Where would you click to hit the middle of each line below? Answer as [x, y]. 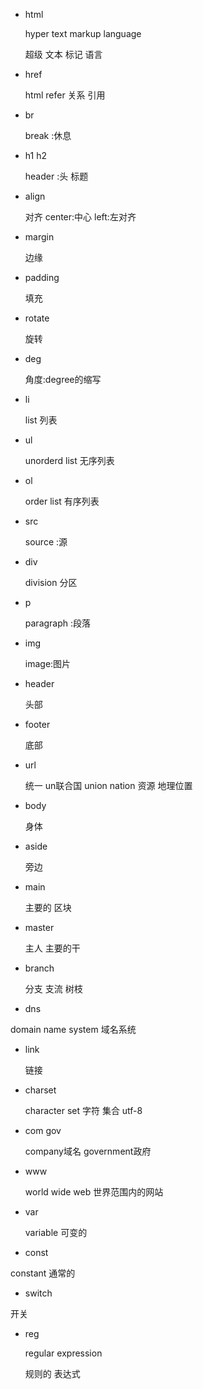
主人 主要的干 [52, 948]
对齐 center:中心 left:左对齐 [80, 217]
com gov [43, 1130]
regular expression [63, 1353]
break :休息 [48, 135]
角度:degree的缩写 [63, 379]
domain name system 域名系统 [73, 1029]
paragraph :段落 [58, 623]
